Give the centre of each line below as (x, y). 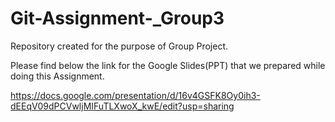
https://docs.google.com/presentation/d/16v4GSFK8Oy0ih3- (135, 95)
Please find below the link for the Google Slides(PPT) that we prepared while (168, 65)
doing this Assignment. (57, 76)
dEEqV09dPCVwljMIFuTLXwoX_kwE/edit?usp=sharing (122, 106)
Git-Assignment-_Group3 (117, 18)
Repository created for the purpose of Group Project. (119, 46)
